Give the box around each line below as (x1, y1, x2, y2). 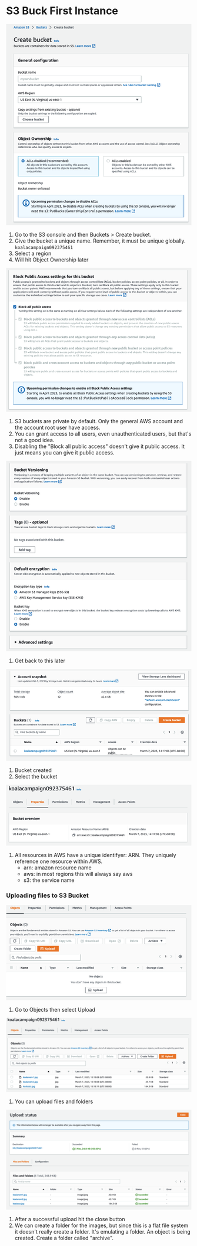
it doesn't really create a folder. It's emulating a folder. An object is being (14, 1228, 191, 1235)
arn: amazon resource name (23, 864, 92, 871)
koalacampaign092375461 (14, 244, 74, 250)
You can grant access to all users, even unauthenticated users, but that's (14, 430, 192, 437)
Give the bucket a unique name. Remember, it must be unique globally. (14, 237, 186, 244)
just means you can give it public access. (14, 449, 115, 456)
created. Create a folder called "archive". (14, 1235, 113, 1242)
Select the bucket (14, 773, 58, 780)
